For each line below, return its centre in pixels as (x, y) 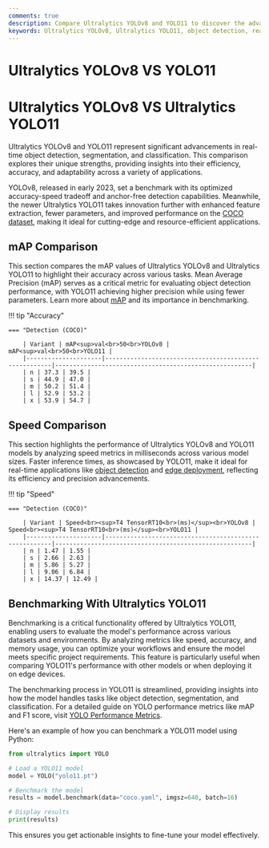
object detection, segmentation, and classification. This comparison (136, 155)
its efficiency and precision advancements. (79, 479)
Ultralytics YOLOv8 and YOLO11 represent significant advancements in (124, 146)
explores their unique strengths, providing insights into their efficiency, (125, 163)
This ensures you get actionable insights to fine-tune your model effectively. (134, 835)
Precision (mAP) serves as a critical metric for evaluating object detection (130, 283)
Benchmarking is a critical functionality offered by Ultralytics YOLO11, (122, 623)
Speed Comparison (57, 425)
